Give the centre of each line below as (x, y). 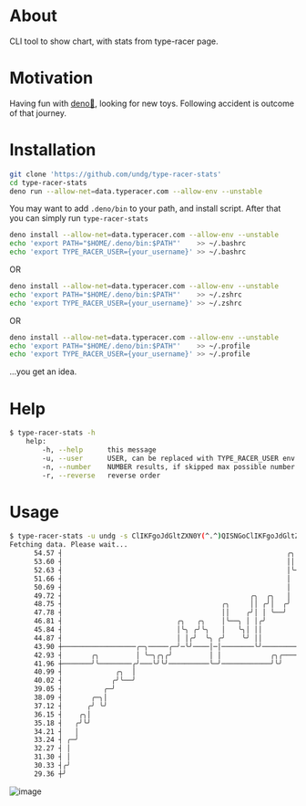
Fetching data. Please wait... (69, 545)
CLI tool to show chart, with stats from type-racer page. (114, 41)
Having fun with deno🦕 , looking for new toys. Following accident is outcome (152, 103)
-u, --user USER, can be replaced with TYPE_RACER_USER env (169, 458)
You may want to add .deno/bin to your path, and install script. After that (145, 209)
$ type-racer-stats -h (52, 433)
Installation (53, 150)
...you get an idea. (43, 372)
